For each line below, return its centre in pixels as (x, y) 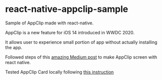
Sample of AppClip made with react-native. (49, 23)
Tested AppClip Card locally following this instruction (60, 72)
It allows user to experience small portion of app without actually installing (81, 42)
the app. (14, 47)
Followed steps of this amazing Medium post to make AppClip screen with (81, 57)
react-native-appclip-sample (67, 9)
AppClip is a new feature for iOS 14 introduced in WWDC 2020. (70, 32)
